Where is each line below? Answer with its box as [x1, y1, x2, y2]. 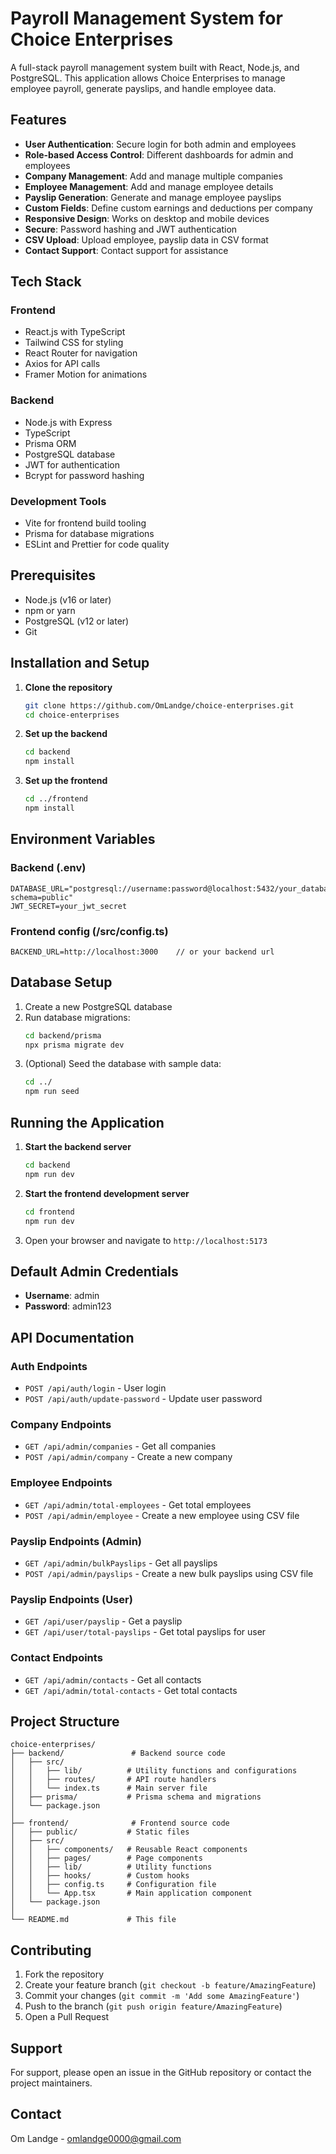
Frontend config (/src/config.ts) [10, 924, 169, 938]
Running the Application [10, 1114, 165, 1131]
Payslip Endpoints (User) [10, 1592, 133, 1606]
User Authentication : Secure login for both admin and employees [24, 138, 297, 150]
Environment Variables [10, 831, 156, 848]
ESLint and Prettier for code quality [24, 538, 170, 551]
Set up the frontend [24, 775, 108, 787]
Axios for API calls [24, 358, 101, 370]
